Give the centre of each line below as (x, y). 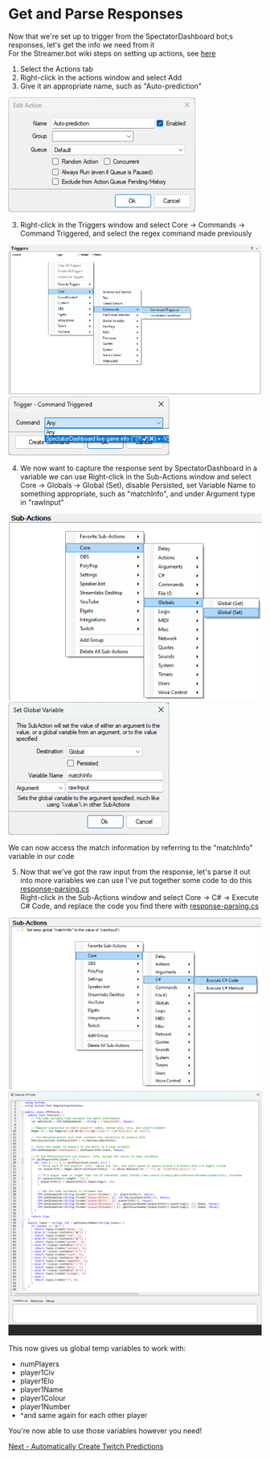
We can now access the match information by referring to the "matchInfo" (131, 848)
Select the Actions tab (57, 68)
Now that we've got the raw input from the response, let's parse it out (135, 872)
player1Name (41, 1390)
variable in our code (41, 857)
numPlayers (40, 1364)
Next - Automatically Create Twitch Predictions (86, 1447)
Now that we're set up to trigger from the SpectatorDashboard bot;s (121, 36)
